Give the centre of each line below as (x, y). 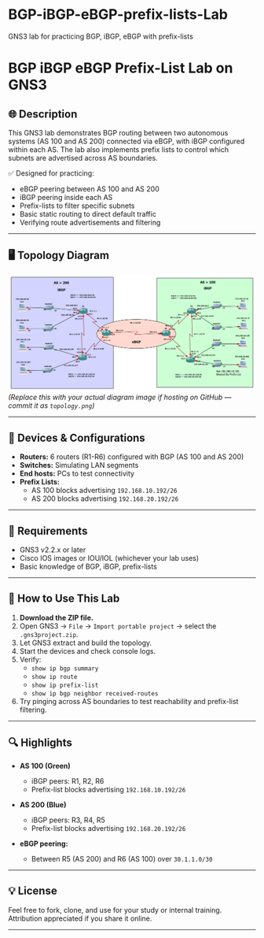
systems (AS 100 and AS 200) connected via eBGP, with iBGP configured (126, 141)
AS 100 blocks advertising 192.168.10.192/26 (104, 491)
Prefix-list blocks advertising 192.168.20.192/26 (108, 828)
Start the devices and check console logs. (87, 651)
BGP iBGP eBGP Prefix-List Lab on (121, 68)
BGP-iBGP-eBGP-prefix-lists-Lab (118, 15)
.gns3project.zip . (49, 634)
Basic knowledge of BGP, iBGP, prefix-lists (88, 567)
